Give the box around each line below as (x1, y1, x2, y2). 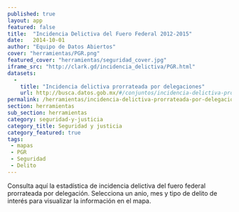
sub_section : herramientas (7, 109, 87, 116)
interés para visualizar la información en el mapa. (7, 196, 152, 205)
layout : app (7, 17, 43, 24)
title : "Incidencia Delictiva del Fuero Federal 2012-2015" (7, 30, 193, 38)
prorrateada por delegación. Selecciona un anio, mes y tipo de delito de (7, 189, 218, 197)
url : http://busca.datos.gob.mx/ (20, 89, 119, 96)
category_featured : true (7, 129, 81, 136)
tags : (7, 135, 23, 143)
